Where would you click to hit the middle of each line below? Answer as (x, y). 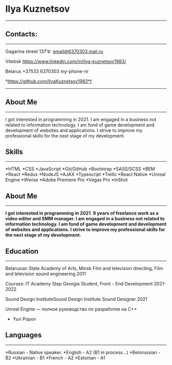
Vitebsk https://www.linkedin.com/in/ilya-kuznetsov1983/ (66, 61)
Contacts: (21, 34)
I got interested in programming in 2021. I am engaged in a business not (81, 119)
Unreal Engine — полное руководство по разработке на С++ (71, 309)
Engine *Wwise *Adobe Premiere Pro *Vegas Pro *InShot (67, 180)
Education (22, 251)
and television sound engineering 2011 (46, 274)
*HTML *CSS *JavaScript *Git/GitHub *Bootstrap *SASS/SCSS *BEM (80, 169)
